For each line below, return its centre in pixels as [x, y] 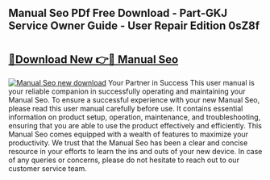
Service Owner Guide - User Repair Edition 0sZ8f [134, 26]
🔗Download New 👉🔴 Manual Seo [93, 59]
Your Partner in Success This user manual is [182, 83]
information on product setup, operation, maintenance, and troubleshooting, [135, 117]
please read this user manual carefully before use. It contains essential [126, 109]
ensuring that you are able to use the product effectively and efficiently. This [135, 126]
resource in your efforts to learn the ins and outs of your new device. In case [135, 151]
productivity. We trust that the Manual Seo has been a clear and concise [128, 143]
